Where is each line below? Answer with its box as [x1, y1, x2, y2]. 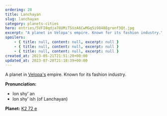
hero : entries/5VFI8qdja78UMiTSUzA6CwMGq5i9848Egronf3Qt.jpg [5, 26, 135, 31]
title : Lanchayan [5, 12, 41, 17]
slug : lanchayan [5, 16, 39, 21]
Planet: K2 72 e [5, 106, 37, 112]
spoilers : [5, 35, 26, 40]
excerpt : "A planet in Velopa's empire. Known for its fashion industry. [5, 30, 162, 35]
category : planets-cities [5, 21, 59, 26]
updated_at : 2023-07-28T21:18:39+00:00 [5, 58, 88, 63]
